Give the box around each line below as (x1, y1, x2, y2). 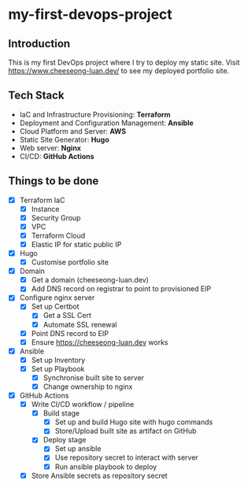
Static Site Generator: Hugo (19, 135, 109, 144)
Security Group (31, 213, 81, 222)
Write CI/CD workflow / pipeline (31, 400, 135, 409)
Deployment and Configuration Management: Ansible (19, 118, 194, 128)
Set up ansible (54, 444, 102, 453)
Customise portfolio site (31, 257, 109, 267)
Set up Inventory (31, 355, 86, 364)
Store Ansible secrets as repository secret (31, 471, 168, 480)
